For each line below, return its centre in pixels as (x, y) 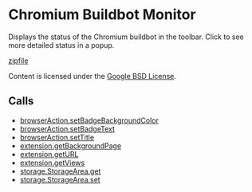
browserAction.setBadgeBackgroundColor (89, 120)
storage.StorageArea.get (60, 171)
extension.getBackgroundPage (71, 146)
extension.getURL (49, 154)
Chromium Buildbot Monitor (102, 15)
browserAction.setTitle (57, 137)
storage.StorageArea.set (60, 179)
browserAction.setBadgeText (67, 128)
